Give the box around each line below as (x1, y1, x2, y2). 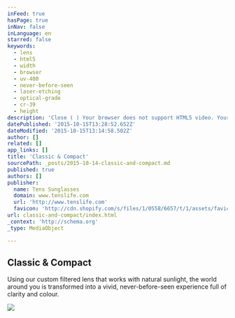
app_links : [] (7, 147, 49, 154)
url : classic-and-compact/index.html (7, 212, 117, 219)
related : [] (7, 140, 42, 147)
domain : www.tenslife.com (13, 192, 90, 199)
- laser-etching (13, 88, 61, 95)
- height (13, 108, 39, 115)
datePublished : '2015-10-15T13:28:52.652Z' (7, 120, 136, 128)
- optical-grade (13, 95, 61, 102)
